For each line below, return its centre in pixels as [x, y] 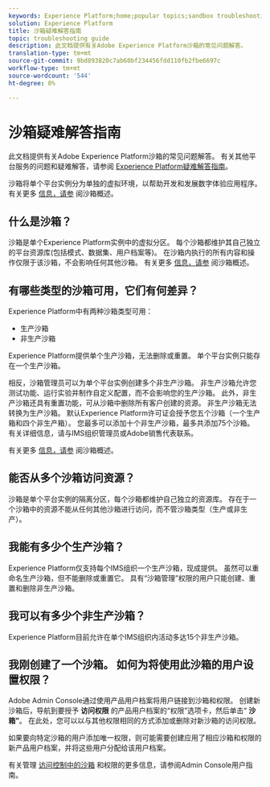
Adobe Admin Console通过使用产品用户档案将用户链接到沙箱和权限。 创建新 [135, 701]
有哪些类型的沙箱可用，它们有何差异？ [103, 290]
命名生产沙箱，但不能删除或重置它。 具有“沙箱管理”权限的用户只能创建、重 [132, 578]
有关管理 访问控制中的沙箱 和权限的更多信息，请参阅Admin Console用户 [127, 765]
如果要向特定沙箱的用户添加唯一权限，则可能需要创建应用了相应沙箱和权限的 [135, 738]
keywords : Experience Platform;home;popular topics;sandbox [111, 16]
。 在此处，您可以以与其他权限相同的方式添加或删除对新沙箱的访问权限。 [140, 721]
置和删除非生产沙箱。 [43, 588]
